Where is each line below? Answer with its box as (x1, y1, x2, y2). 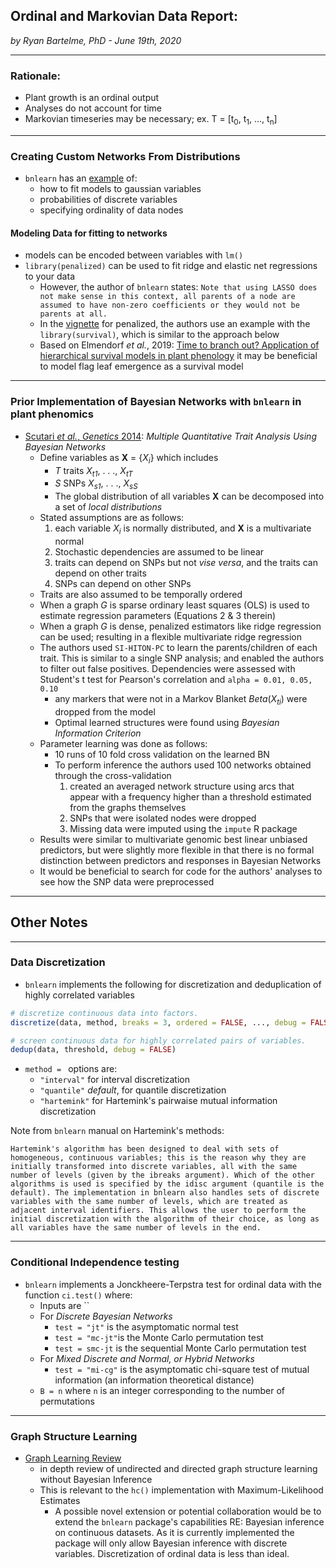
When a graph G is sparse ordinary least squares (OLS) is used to (39, 599, 310, 611)
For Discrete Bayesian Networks (39, 1310, 173, 1322)
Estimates (39, 1494, 81, 1506)
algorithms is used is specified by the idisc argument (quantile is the (10, 1179, 325, 1189)
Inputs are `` (39, 1299, 90, 1311)
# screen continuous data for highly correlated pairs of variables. (10, 1035, 307, 1046)
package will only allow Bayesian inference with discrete (54, 1537, 288, 1549)
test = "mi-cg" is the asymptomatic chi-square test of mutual (54, 1363, 310, 1375)
